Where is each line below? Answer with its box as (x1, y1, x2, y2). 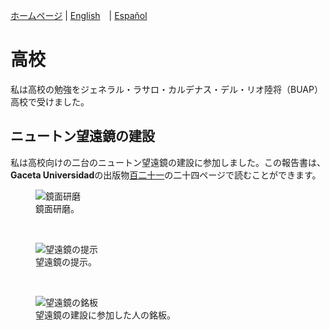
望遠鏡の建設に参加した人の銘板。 (35, 309, 176, 321)
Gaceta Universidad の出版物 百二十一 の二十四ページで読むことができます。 (10, 169, 322, 181)
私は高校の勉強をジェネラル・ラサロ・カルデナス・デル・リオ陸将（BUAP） (10, 83, 323, 95)
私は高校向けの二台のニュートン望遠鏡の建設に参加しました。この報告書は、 (10, 156, 326, 168)
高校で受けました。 (10, 95, 90, 108)
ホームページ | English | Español (10, 10, 148, 21)
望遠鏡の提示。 (35, 255, 97, 268)
